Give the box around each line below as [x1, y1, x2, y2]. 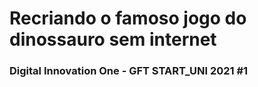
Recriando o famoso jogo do [9, 7, 247, 30]
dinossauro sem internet [9, 28, 217, 51]
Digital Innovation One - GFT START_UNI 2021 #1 [9, 64, 249, 78]
